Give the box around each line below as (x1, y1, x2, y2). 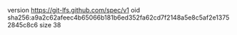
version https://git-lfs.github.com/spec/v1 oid (7, 6, 141, 14)
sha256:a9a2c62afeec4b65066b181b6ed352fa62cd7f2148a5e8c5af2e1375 (7, 13, 230, 22)
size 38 (39, 21, 61, 29)
